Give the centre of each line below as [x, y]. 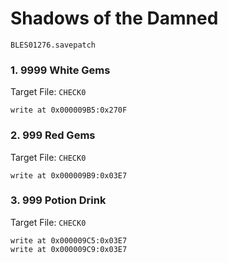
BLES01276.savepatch [53, 45]
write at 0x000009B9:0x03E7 [69, 175]
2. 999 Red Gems [53, 135]
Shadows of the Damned [114, 18]
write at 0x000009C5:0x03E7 [69, 240]
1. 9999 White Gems [60, 70]
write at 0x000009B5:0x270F [69, 110]
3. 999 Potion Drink [58, 200]
